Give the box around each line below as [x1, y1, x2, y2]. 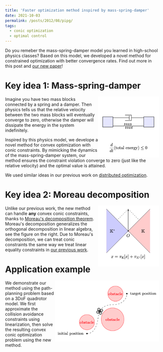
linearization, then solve [5, 321, 53, 327]
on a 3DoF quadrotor [5, 295, 47, 301]
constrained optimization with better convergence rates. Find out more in [5, 58, 152, 63]
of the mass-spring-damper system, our [5, 152, 86, 158]
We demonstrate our [5, 280, 46, 286]
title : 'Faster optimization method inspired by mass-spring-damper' [5, 8, 150, 13]
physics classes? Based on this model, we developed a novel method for [5, 53, 151, 59]
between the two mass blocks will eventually [5, 112, 95, 117]
